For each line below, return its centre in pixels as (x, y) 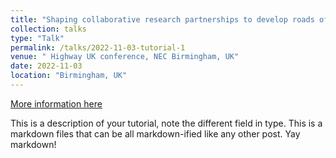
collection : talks (48, 29)
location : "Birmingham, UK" (69, 76)
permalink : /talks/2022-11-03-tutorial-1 (98, 47)
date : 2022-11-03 (46, 66)
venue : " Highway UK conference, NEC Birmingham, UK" (125, 57)
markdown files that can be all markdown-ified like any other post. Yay (155, 133)
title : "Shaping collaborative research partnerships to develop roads (162, 19)
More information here (56, 103)
